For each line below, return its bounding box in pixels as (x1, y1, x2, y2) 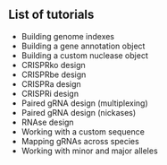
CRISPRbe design (21, 69, 87, 80)
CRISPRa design (21, 78, 81, 89)
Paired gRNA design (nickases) (21, 107, 137, 117)
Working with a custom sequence (21, 126, 145, 137)
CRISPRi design (21, 88, 79, 99)
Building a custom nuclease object (21, 49, 148, 61)
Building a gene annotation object (21, 40, 146, 51)
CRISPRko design (21, 59, 86, 70)
